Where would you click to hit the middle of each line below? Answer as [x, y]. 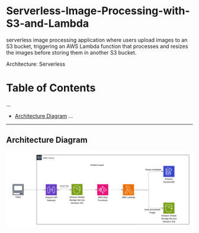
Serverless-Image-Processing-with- [98, 11]
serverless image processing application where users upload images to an [97, 40]
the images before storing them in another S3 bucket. [71, 52]
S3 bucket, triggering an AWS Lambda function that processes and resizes [97, 46]
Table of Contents [51, 88]
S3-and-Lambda [48, 23]
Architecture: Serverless [36, 64]
